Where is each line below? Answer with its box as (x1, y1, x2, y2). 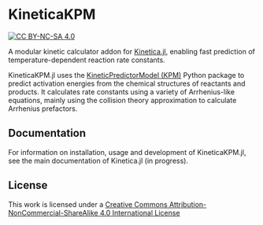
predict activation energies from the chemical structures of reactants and (8, 79, 246, 88)
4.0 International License (99, 208, 180, 217)
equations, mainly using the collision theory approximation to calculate (8, 95, 237, 105)
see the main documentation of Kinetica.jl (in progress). (8, 156, 189, 165)
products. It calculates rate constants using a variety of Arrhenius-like (8, 87, 235, 96)
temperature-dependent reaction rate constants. (8, 55, 165, 65)
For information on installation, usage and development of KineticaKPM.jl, (8, 147, 246, 157)
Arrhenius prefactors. (8, 104, 78, 113)
